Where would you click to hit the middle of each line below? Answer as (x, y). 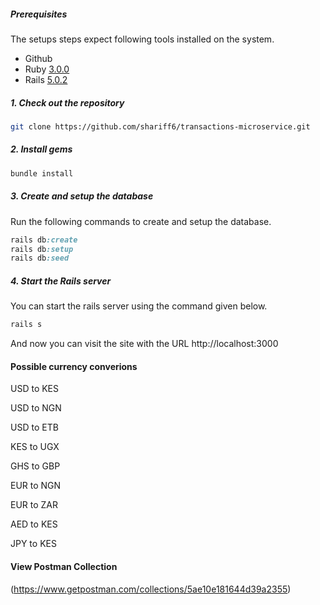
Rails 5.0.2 (46, 79)
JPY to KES (33, 544)
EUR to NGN (36, 486)
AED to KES (34, 524)
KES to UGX (35, 447)
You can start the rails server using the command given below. (139, 306)
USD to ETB (34, 427)
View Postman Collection (64, 566)
